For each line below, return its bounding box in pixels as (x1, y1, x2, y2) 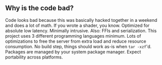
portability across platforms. (5, 54, 63, 60)
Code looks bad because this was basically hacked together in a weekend (5, 17, 158, 23)
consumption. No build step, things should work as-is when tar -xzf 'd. (5, 43, 152, 49)
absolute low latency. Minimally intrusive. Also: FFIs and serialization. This (5, 27, 157, 34)
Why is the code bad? (5, 4, 74, 12)
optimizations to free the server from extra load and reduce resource (5, 38, 147, 44)
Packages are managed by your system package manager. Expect (5, 49, 141, 55)
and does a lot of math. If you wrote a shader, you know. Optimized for (5, 22, 150, 28)
